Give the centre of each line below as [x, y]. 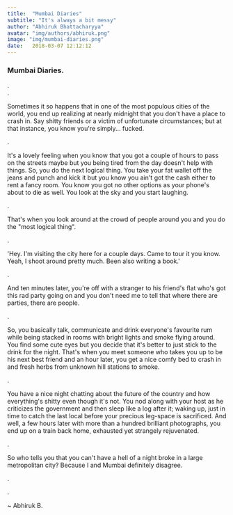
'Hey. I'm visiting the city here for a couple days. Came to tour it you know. [114, 254]
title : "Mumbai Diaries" [45, 14]
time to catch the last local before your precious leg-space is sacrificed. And [117, 416]
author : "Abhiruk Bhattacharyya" [56, 26]
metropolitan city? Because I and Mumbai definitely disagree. [95, 465]
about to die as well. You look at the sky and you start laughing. [98, 193]
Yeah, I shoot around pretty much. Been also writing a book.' [94, 261]
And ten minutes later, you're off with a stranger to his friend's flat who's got [116, 288]
